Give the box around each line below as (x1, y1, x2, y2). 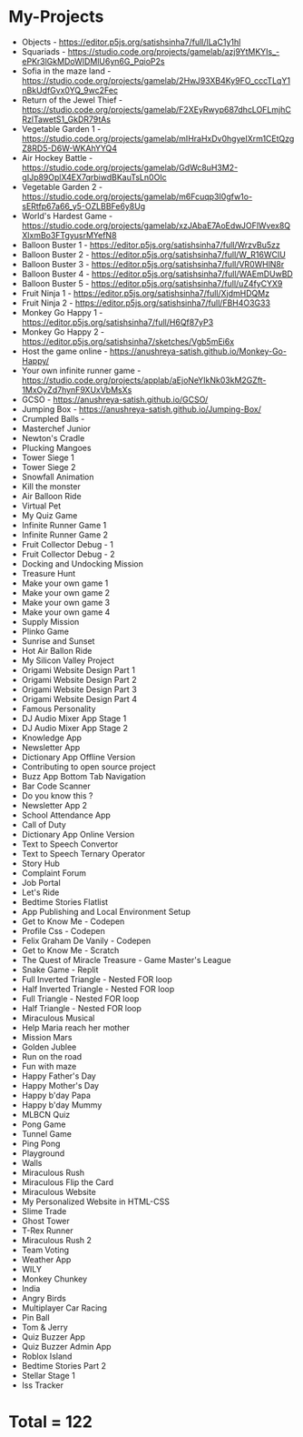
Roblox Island (21, 1351, 73, 1362)
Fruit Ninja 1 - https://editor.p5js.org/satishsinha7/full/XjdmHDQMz (21, 287, 269, 298)
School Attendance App (21, 809, 111, 820)
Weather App (21, 1253, 72, 1265)
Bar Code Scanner (21, 780, 92, 791)
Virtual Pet (21, 500, 61, 511)
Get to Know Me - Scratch (21, 944, 120, 956)
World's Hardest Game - (21, 210, 113, 221)
